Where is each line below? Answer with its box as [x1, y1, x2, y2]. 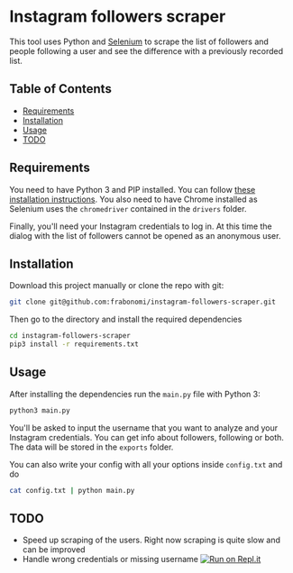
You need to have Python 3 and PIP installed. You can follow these [9, 184, 256, 195]
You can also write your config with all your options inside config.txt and [9, 459, 283, 469]
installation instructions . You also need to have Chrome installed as [9, 194, 259, 205]
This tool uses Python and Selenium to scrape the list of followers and [9, 36, 269, 47]
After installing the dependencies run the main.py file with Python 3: [9, 388, 261, 399]
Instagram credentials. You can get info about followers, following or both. [9, 432, 284, 442]
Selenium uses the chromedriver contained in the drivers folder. [9, 203, 247, 214]
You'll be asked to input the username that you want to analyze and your [9, 422, 279, 433]
